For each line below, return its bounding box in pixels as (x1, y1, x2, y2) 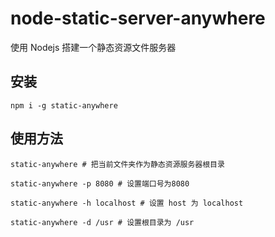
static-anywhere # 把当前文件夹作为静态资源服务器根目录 (10, 159, 225, 169)
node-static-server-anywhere (10, 7, 266, 30)
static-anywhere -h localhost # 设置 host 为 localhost (10, 198, 244, 208)
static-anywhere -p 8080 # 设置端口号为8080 (10, 178, 190, 189)
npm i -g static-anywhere (10, 100, 118, 111)
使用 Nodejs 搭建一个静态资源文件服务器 (10, 41, 177, 53)
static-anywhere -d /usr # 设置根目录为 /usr (10, 217, 195, 227)
